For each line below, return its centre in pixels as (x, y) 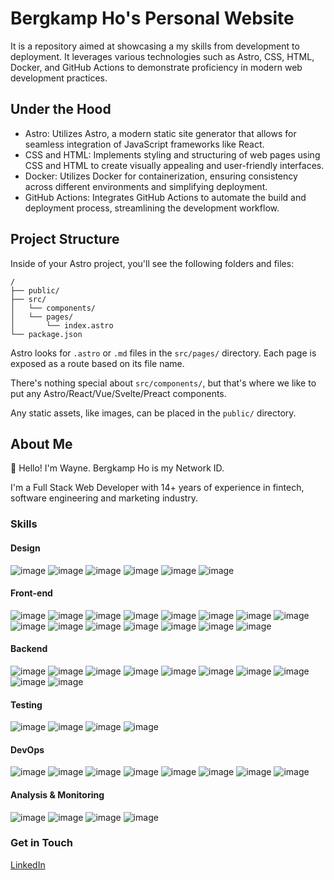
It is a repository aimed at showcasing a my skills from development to (155, 46)
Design (25, 548)
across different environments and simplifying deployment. (146, 186)
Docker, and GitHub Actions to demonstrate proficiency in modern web (156, 67)
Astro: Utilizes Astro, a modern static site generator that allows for (160, 133)
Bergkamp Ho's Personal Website (152, 18)
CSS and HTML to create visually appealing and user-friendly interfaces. (174, 165)
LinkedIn (28, 864)
